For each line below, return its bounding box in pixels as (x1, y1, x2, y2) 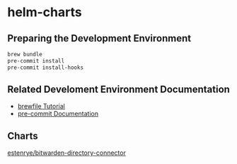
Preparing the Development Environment (7, 32, 192, 44)
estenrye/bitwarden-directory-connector (7, 149, 126, 157)
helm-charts (7, 4, 83, 20)
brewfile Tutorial (17, 102, 66, 111)
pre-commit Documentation (17, 110, 99, 118)
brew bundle (7, 51, 42, 58)
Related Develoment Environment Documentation (7, 84, 230, 96)
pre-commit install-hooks (7, 64, 83, 71)
